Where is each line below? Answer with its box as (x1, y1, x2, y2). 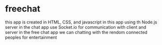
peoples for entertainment (5, 34, 57, 40)
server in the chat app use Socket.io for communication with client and (5, 24, 146, 30)
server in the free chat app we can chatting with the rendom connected (5, 29, 148, 35)
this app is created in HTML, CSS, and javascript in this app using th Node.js (5, 19, 158, 25)
